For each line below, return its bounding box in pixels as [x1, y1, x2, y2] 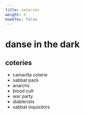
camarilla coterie [12, 72, 48, 78]
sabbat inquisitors [12, 104, 50, 110]
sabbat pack [12, 77, 39, 83]
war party [12, 93, 33, 99]
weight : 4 [5, 12, 26, 17]
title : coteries [5, 7, 39, 13]
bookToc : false [5, 17, 37, 22]
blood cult [12, 88, 34, 94]
